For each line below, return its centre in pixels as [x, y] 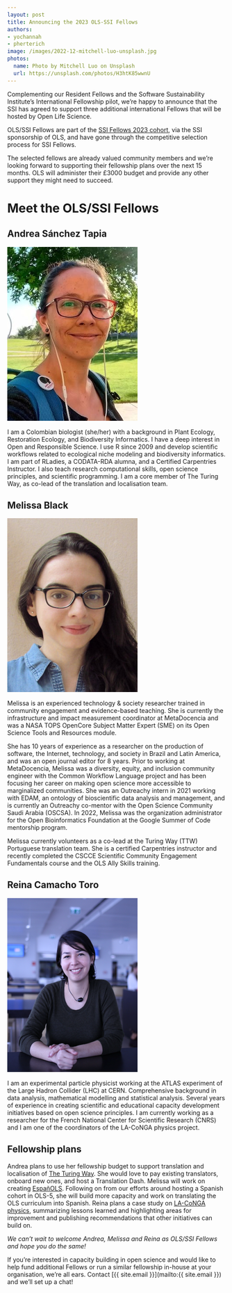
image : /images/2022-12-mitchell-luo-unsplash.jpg [82, 51]
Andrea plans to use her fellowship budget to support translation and [106, 1166]
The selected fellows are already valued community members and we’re [110, 158]
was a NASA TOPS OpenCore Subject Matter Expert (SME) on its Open [108, 725]
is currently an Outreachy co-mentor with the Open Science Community [110, 805]
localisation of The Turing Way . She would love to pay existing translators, [113, 1173]
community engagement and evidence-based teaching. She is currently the [115, 711]
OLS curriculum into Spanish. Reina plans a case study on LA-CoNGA [107, 1203]
